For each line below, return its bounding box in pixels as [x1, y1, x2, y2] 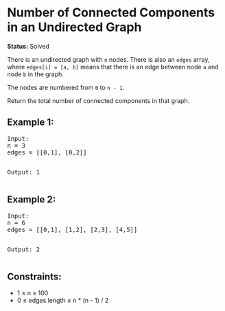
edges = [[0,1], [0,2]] [7, 148, 87, 156]
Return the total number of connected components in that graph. [7, 96, 190, 104]
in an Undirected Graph [7, 19, 142, 35]
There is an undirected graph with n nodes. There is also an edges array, [7, 55, 210, 63]
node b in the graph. [7, 70, 64, 78]
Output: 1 [7, 168, 40, 176]
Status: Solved [7, 42, 49, 50]
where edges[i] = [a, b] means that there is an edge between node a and [7, 62, 219, 71]
